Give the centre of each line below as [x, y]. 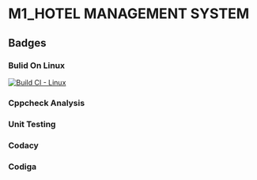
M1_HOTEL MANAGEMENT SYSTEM [129, 14]
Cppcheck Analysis [47, 103]
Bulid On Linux [37, 66]
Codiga [23, 167]
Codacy [24, 145]
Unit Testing [32, 124]
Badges [27, 43]
